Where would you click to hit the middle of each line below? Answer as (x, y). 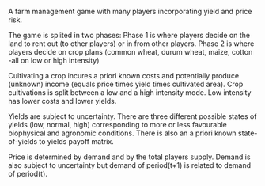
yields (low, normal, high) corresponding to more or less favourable (118, 125)
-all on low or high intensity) (54, 60)
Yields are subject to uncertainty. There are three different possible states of (132, 116)
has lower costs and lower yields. (62, 101)
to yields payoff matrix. (77, 141)
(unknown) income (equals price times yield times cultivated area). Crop (126, 84)
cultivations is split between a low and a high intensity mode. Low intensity (130, 93)
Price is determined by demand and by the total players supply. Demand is (129, 157)
